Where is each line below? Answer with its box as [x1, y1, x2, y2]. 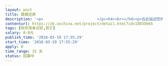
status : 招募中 [5, 53, 34, 59]
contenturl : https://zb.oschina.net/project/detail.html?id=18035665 [5, 21, 153, 26]
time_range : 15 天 [5, 49, 43, 54]
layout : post [5, 7, 32, 12]
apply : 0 [5, 44, 23, 49]
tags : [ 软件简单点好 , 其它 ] [5, 26, 55, 31]
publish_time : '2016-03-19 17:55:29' [5, 35, 84, 40]
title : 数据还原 [5, 12, 36, 17]
